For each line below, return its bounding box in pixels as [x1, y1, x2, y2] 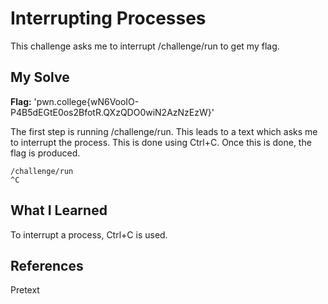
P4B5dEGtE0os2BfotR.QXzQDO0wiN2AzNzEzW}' [10, 106, 215, 118]
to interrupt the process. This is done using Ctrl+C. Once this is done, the [10, 136, 312, 148]
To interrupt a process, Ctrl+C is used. [10, 228, 168, 241]
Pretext [10, 284, 40, 296]
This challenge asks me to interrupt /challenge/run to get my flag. [10, 40, 280, 52]
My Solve [10, 69, 70, 86]
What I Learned [10, 202, 108, 219]
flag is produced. [10, 147, 81, 159]
